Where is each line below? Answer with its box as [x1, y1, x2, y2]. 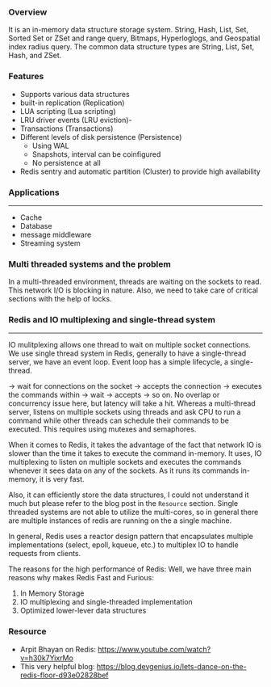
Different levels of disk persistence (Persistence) [19, 132, 182, 141]
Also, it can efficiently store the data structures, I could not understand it [8, 490, 249, 499]
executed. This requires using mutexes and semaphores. [8, 424, 197, 434]
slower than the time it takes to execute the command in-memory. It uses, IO [8, 449, 262, 458]
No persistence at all [31, 158, 101, 167]
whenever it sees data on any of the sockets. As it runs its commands [8, 466, 240, 475]
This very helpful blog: [19, 661, 95, 671]
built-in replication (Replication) [19, 98, 125, 107]
